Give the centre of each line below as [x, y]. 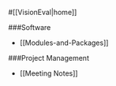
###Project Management [49, 58]
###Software [30, 27]
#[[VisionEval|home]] [43, 12]
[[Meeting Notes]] [49, 73]
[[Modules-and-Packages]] [64, 43]
